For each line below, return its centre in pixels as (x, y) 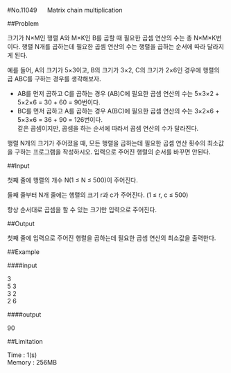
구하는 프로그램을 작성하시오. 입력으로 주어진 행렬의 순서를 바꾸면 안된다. (112, 152)
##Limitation (25, 341)
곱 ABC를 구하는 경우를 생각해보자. (54, 79)
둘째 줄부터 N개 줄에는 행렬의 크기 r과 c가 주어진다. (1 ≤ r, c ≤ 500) (98, 195)
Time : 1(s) (22, 355)
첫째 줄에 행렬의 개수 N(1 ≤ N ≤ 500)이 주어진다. (73, 180)
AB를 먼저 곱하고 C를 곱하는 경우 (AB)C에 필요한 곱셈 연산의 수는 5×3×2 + (118, 94)
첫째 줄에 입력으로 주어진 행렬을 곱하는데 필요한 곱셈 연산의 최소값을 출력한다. (112, 238)
